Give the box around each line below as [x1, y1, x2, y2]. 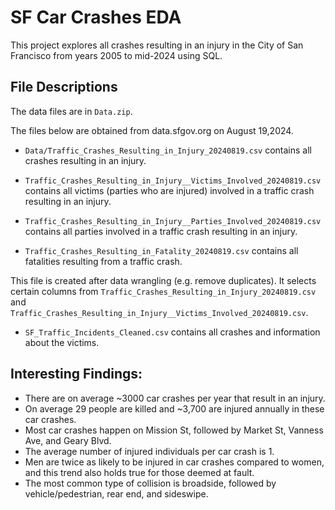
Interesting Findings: [10, 366, 143, 383]
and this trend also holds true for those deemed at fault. [24, 466, 255, 478]
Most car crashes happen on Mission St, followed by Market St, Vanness [24, 424, 324, 436]
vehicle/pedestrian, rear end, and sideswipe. [24, 487, 209, 500]
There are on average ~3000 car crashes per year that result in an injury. [24, 392, 326, 404]
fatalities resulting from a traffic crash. [24, 255, 183, 267]
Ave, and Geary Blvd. [24, 434, 112, 446]
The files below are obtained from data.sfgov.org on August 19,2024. [10, 124, 294, 136]
